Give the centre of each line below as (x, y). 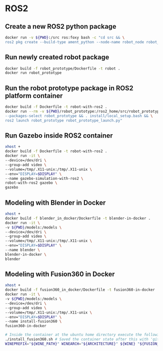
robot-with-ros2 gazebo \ (31, 183)
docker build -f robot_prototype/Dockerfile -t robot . (63, 69)
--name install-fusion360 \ (33, 321)
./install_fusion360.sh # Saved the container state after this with (77, 339)
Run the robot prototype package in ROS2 (69, 88)
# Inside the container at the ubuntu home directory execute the (73, 335)
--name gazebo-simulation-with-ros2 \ (44, 178)
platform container (34, 96)
